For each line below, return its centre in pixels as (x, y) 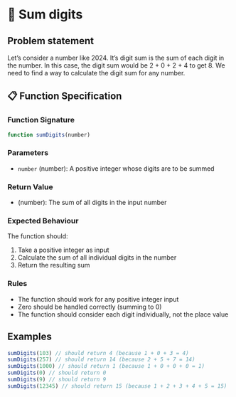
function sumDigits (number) (49, 134)
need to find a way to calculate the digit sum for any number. (96, 73)
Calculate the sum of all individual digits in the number (97, 258)
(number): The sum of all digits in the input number (92, 203)
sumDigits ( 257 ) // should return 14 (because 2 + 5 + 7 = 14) (101, 360)
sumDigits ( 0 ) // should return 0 (57, 373)
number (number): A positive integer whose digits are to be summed (116, 168)
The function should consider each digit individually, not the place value (123, 314)
